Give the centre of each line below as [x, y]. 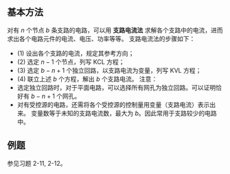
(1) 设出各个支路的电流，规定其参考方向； [76, 53]
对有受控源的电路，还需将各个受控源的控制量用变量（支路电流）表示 [113, 104]
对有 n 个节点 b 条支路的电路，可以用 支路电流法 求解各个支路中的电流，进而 [115, 30]
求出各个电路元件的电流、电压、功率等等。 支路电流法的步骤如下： [101, 38]
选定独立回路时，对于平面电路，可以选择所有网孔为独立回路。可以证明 [116, 87]
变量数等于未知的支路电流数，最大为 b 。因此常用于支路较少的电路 [124, 113]
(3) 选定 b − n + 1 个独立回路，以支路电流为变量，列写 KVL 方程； [109, 70]
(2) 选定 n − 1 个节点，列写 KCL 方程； [71, 62]
